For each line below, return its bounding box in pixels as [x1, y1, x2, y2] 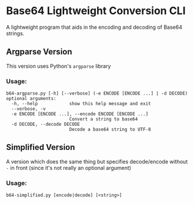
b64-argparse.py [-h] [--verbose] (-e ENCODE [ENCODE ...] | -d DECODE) [6, 91, 188, 96]
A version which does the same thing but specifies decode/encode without [6, 158, 188, 165]
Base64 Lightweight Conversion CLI [6, 4, 186, 18]
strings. [6, 29, 25, 36]
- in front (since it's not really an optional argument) [6, 164, 131, 171]
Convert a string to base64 [69, 116, 138, 122]
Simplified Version [6, 142, 75, 152]
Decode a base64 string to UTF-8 [69, 126, 151, 133]
